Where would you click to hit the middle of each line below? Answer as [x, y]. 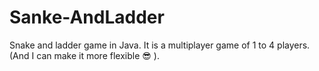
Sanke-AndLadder [87, 17]
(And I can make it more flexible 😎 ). [84, 55]
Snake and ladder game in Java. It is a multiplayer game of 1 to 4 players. [160, 45]
